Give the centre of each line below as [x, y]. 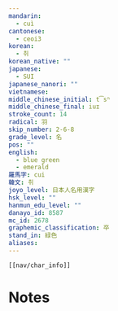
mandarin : [25, 16]
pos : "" [22, 145]
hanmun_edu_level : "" [45, 205]
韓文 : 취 [21, 183]
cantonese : [27, 31]
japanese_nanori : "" [44, 84]
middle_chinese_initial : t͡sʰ [60, 99]
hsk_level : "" [33, 197]
